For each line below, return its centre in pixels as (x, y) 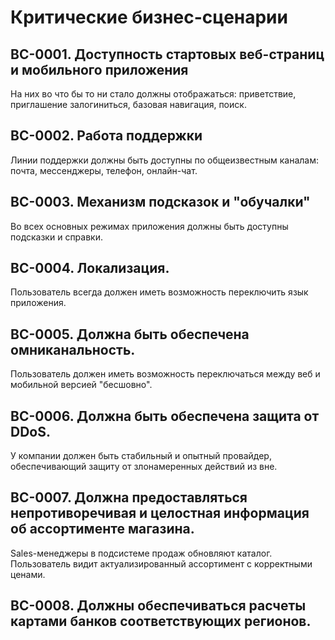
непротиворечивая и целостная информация (160, 513)
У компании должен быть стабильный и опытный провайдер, (141, 456)
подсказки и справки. (56, 237)
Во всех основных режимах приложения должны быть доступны (149, 226)
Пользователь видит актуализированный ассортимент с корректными (161, 563)
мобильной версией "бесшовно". (81, 385)
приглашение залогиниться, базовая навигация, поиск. (128, 104)
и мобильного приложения (99, 69)
